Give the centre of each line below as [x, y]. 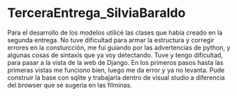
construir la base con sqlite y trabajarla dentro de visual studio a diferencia [116, 77]
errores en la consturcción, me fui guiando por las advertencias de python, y [119, 47]
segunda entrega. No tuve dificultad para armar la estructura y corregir [111, 40]
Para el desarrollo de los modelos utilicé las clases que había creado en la [115, 32]
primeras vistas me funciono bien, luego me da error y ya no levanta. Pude [116, 70]
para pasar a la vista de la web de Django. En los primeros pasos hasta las [116, 62]
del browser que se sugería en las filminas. [70, 85]
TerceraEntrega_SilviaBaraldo [97, 13]
